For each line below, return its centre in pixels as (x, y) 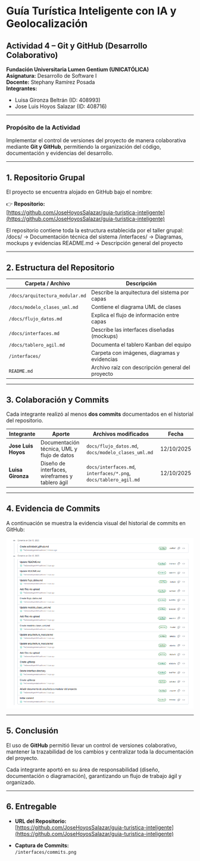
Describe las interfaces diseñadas (133, 330)
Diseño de (53, 464)
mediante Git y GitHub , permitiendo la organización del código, (84, 147)
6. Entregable (32, 807)
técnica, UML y (59, 449)
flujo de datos (57, 455)
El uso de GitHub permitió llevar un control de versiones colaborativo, (92, 745)
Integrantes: (22, 88)
